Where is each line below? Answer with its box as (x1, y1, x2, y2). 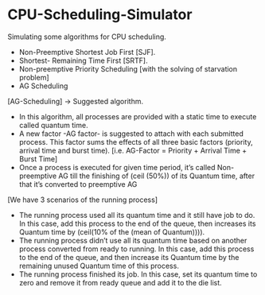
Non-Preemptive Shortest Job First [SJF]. (18, 47, 156, 56)
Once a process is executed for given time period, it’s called (18, 162, 216, 172)
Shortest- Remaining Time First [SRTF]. (18, 56, 148, 65)
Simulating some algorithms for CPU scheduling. (7, 32, 166, 41)
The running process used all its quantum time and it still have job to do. (18, 210, 255, 219)
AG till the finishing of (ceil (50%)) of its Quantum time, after (58, 171, 255, 180)
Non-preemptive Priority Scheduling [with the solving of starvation (18, 64, 238, 73)
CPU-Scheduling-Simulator (7, 6, 193, 24)
